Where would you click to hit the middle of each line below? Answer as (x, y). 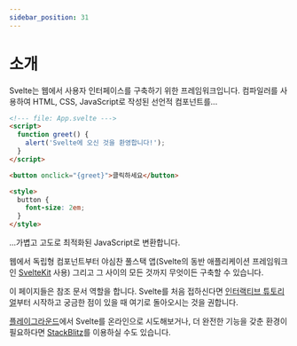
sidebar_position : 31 (49, 17)
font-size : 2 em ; (55, 208)
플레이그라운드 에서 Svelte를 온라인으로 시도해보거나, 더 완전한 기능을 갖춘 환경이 (148, 321)
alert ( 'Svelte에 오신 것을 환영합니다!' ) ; (95, 143)
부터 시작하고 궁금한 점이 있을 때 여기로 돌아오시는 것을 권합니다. (127, 303)
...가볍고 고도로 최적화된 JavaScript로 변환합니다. (95, 243)
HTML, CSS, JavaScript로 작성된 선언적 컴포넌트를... (125, 101)
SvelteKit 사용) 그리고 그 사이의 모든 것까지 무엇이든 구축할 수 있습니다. (141, 272)
